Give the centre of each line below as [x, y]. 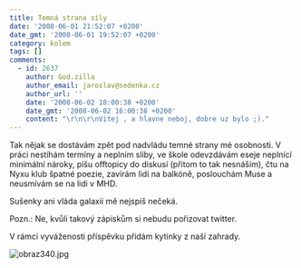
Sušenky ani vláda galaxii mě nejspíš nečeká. [94, 202]
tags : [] [26, 52]
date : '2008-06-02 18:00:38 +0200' [93, 102]
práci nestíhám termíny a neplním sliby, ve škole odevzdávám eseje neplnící [150, 154]
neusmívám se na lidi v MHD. [63, 184]
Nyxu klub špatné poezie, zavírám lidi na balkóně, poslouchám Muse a [141, 174]
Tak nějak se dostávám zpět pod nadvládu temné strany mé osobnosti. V [146, 145]
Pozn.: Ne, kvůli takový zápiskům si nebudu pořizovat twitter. [123, 219]
